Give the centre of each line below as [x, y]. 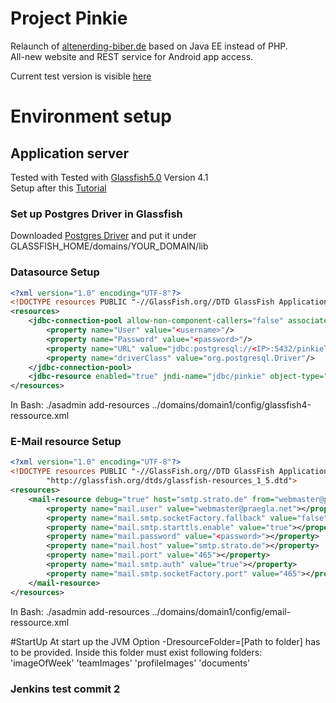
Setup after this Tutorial [58, 188]
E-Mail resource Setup [66, 442]
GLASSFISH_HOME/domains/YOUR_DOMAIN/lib [109, 246]
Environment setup [91, 116]
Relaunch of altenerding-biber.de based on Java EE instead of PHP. [149, 46]
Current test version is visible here [81, 76]
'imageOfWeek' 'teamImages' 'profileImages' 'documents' [130, 663]
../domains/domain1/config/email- [221, 611]
